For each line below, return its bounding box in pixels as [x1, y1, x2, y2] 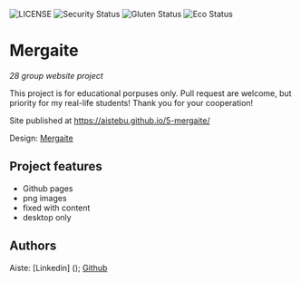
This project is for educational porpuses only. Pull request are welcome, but [9, 87, 292, 99]
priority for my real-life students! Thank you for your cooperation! [9, 97, 254, 108]
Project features [9, 159, 102, 174]
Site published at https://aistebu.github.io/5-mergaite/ [9, 114, 210, 126]
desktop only [22, 211, 72, 222]
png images [22, 192, 67, 203]
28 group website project [9, 70, 104, 81]
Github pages [22, 182, 73, 194]
